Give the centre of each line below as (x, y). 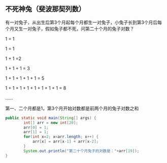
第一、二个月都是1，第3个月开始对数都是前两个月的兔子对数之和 (72, 108)
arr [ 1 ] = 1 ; (36, 132)
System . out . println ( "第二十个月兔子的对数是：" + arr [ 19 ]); (81, 151)
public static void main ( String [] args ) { (51, 118)
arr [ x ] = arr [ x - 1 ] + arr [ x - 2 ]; (65, 142)
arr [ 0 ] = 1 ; (36, 127)
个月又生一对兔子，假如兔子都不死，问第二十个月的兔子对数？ (70, 28)
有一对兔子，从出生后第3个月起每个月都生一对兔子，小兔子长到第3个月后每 (84, 22)
